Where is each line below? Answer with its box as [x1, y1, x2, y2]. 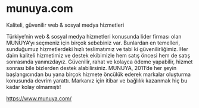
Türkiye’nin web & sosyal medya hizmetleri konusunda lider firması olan [6, 33, 182, 40]
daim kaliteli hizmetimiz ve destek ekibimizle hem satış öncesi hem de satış [6, 52, 191, 59]
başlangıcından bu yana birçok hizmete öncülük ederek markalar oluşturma [6, 71, 191, 78]
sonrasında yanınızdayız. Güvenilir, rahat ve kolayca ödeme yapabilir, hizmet [6, 58, 193, 65]
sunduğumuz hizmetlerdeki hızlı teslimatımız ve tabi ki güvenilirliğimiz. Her [6, 45, 189, 52]
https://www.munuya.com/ [6, 94, 72, 102]
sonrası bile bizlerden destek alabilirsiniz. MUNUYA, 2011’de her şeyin [6, 64, 177, 71]
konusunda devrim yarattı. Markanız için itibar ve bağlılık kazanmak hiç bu [6, 77, 188, 84]
